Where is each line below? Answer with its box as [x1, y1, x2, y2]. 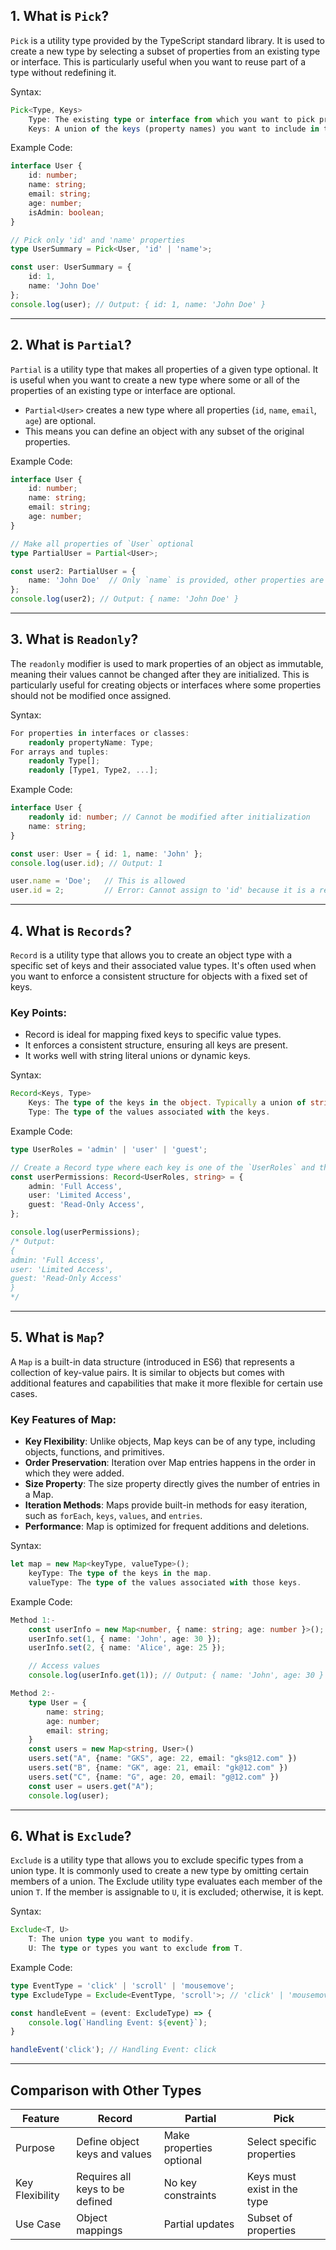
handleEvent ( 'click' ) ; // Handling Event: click [10, 2045, 217, 2055]
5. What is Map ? [10, 1329, 105, 1346]
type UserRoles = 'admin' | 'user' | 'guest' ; [10, 1144, 208, 1154]
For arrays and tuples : [10, 747, 110, 757]
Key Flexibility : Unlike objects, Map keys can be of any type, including [24, 1435, 316, 1448]
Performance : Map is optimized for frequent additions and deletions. [24, 1520, 310, 1533]
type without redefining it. [10, 66, 117, 78]
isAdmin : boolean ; [28, 207, 105, 218]
